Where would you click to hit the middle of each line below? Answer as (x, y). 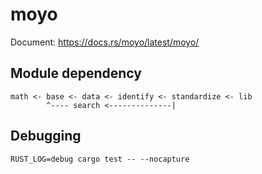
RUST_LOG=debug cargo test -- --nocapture (100, 159)
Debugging (46, 136)
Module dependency (76, 73)
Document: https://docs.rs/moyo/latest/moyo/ (105, 42)
